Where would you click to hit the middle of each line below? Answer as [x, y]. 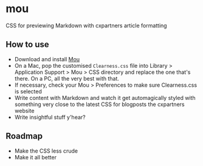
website [24, 110]
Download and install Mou [47, 59]
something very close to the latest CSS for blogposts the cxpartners [99, 104]
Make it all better [36, 157]
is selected [28, 91]
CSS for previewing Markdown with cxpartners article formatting [87, 25]
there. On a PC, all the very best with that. [67, 78]
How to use [27, 45]
